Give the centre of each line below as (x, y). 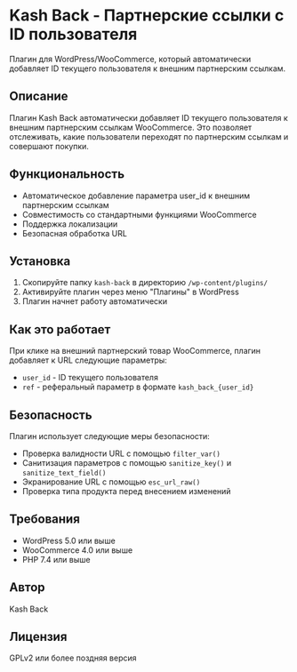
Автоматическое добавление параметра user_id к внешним (136, 196)
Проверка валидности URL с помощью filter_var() (121, 453)
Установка (40, 261)
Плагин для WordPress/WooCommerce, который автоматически (130, 59)
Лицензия (38, 637)
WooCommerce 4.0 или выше (77, 550)
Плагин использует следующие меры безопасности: (110, 436)
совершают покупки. (49, 146)
